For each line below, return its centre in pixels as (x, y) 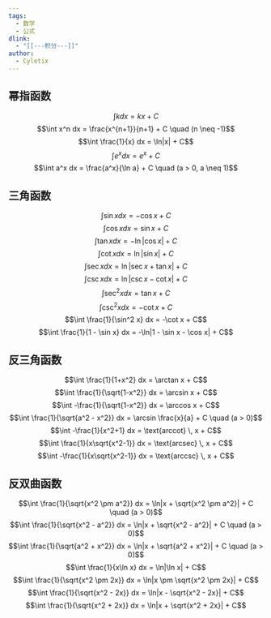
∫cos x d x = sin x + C (136, 229)
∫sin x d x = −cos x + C (136, 216)
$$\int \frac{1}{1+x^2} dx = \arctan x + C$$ (136, 380)
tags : (17, 16)
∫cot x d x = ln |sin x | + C (136, 254)
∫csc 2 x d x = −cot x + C (136, 307)
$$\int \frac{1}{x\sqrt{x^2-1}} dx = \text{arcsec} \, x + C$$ (136, 444)
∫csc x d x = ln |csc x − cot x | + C (136, 279)
